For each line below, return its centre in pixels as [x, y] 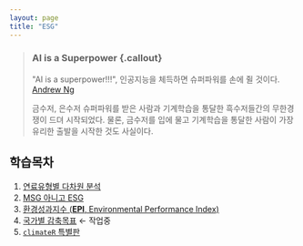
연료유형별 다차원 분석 [62, 186]
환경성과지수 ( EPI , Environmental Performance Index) [121, 209]
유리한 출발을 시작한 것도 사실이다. [92, 131]
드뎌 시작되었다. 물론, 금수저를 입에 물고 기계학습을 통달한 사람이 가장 [171, 119]
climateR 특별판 [51, 231]
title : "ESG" [34, 26]
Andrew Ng [53, 89]
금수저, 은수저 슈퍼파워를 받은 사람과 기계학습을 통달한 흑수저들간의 [151, 108]
